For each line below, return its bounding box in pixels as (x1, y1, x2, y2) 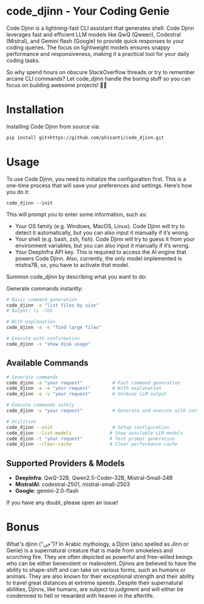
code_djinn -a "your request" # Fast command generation (6, 380, 181, 386)
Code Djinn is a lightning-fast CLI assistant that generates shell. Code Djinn (6, 24, 194, 32)
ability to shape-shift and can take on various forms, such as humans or (6, 566, 186, 573)
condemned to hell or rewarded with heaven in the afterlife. (6, 592, 155, 599)
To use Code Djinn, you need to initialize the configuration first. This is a (6, 175, 186, 182)
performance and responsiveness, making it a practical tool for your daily (6, 50, 189, 57)
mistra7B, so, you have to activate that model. (15, 261, 130, 268)
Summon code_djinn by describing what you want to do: (6, 272, 147, 280)
